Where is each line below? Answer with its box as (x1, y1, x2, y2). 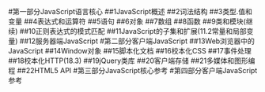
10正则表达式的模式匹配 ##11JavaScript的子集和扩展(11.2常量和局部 (28, 27, 247, 35)
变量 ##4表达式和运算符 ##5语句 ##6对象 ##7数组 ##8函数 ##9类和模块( (8, 17, 247, 26)
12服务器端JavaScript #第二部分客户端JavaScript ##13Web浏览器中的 (28, 36, 256, 46)
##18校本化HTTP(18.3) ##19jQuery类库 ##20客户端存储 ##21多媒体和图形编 (8, 56, 256, 65)
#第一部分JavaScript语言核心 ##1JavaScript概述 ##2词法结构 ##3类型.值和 (8, 7, 253, 16)
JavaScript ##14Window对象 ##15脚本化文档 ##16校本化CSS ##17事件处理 (8, 46, 252, 55)
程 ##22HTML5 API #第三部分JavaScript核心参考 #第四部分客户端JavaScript (8, 66, 258, 75)
